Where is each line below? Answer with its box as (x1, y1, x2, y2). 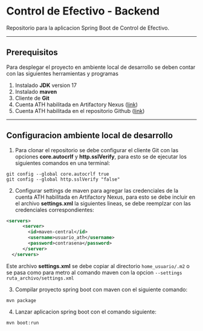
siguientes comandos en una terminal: (14, 159, 111, 167)
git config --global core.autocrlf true (6, 171, 110, 177)
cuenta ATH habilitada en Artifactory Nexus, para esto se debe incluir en (14, 193, 195, 201)
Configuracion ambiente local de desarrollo (6, 130, 173, 141)
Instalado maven (14, 88, 57, 95)
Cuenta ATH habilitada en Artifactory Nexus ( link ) (14, 101, 138, 108)
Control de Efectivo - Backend (6, 4, 160, 18)
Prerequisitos (6, 47, 59, 58)
